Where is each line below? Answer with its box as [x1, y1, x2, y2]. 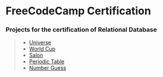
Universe [29, 39, 52, 46]
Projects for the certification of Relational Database [5, 26, 157, 34]
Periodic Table [29, 58, 65, 65]
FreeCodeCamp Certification [5, 4, 151, 18]
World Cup [29, 45, 56, 53]
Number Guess [29, 64, 67, 72]
